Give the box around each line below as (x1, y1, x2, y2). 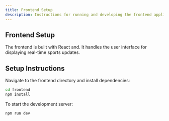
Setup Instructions (5, 64, 65, 73)
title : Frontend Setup (5, 7, 53, 13)
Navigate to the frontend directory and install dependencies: (5, 78, 130, 84)
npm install (5, 92, 30, 97)
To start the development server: (5, 101, 73, 107)
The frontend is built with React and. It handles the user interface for (5, 44, 147, 50)
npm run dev (5, 110, 30, 116)
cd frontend (5, 87, 30, 92)
